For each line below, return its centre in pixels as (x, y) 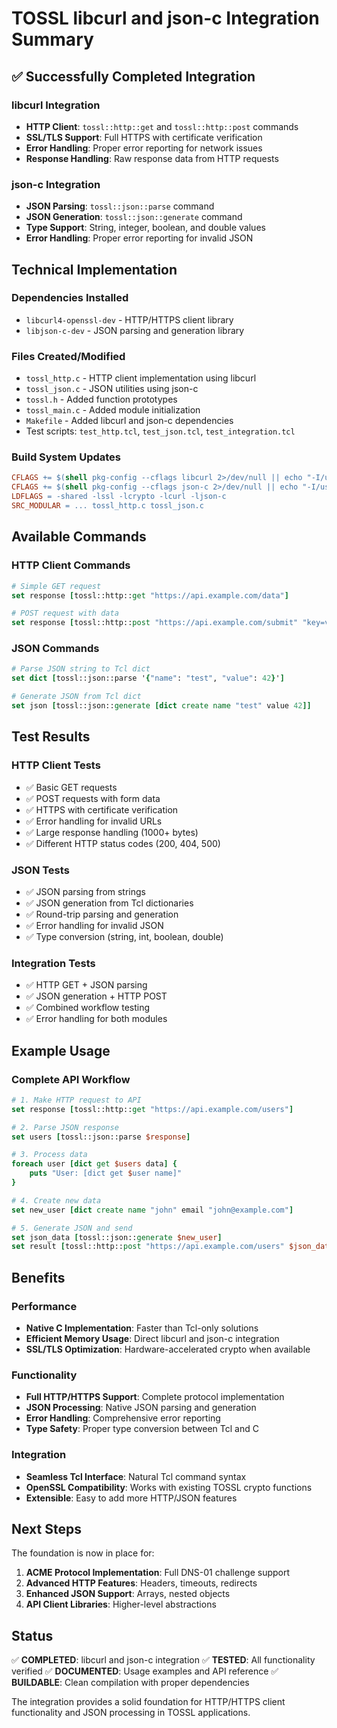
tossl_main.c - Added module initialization (113, 410)
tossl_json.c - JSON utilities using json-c (112, 389)
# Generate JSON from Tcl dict (76, 697)
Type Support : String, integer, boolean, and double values (145, 228)
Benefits (38, 1277)
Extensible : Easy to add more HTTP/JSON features (131, 1498)
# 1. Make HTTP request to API (76, 1100)
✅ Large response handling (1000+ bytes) (112, 832)
